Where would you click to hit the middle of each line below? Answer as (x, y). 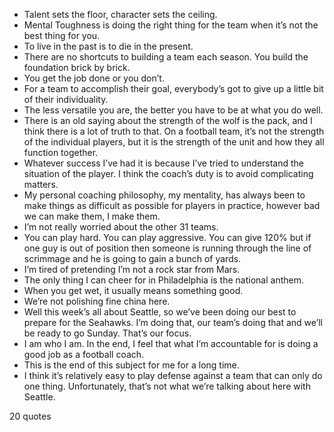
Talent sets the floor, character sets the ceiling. (120, 14)
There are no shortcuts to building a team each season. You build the (166, 57)
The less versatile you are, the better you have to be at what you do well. (173, 110)
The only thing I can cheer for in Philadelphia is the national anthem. (163, 280)
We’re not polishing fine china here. (97, 301)
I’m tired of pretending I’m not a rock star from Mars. (132, 269)
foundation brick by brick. (77, 67)
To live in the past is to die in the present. (108, 46)
